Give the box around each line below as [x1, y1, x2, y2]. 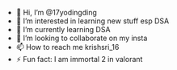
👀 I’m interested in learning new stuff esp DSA [15, 16, 170, 26]
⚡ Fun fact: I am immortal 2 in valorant [15, 55, 143, 64]
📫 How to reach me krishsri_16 [15, 43, 120, 51]
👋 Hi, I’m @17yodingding [15, 8, 97, 17]
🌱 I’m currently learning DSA [15, 25, 111, 34]
